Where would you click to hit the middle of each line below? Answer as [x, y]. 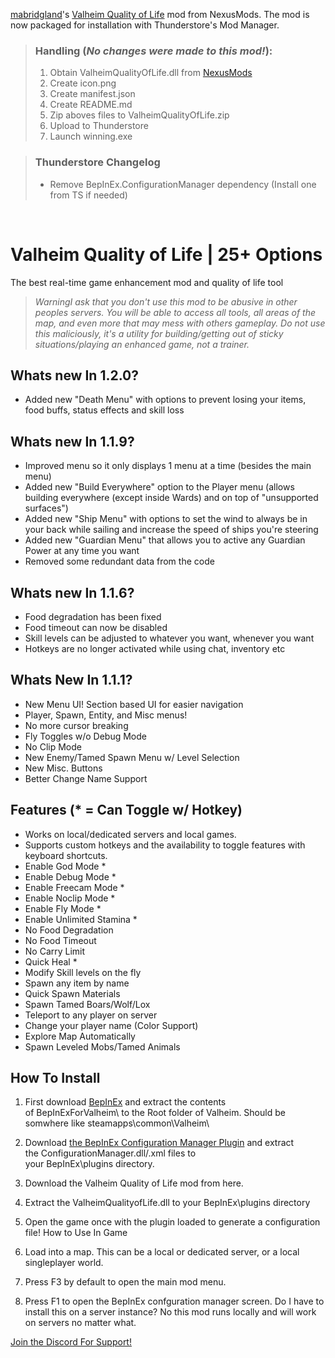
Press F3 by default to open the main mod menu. [125, 1282]
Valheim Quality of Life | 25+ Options [166, 254]
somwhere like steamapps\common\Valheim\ [117, 1123]
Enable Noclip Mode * [70, 898]
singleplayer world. [64, 1263]
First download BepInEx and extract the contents [125, 1102]
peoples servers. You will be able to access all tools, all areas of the [175, 312]
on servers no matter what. [80, 1323]
